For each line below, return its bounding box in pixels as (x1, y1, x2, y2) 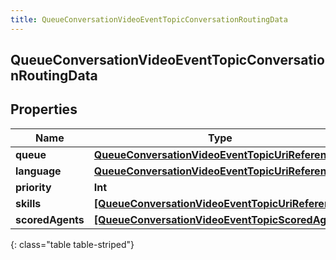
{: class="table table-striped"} (10, 238, 135, 250)
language (15, 164, 62, 178)
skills (15, 196, 42, 210)
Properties (10, 101, 78, 118)
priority (15, 180, 52, 194)
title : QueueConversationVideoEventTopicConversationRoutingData (10, 14, 288, 25)
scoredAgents (15, 212, 85, 226)
